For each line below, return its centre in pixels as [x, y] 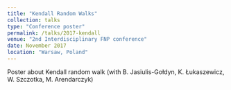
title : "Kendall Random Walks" [52, 13]
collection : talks [34, 20]
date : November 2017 [37, 46]
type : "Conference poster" [46, 26]
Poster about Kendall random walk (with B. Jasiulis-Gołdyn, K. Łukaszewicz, [116, 72]
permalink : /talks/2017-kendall [54, 33]
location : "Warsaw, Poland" [48, 53]
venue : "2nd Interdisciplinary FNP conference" [77, 39]
